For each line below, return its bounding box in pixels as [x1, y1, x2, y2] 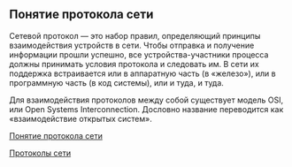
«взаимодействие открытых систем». [9, 113, 152, 124]
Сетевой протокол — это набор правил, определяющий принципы [9, 30, 261, 41]
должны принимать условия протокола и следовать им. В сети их [9, 58, 259, 69]
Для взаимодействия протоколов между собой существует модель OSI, [9, 95, 284, 105]
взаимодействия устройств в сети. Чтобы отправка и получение [9, 40, 255, 50]
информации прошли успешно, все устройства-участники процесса [9, 49, 269, 60]
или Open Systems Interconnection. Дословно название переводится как [9, 103, 284, 114]
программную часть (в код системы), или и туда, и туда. [9, 77, 224, 87]
